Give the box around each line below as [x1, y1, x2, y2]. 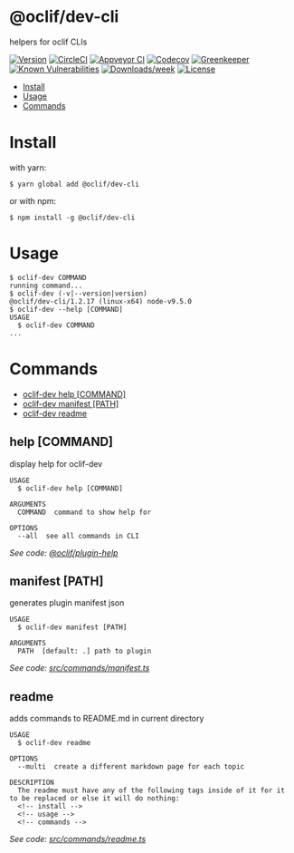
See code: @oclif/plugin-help [9, 547, 119, 558]
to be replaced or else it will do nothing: [9, 794, 180, 803]
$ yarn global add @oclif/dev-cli [9, 179, 140, 189]
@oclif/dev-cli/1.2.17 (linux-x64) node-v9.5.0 [9, 296, 193, 305]
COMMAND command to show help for [17, 508, 152, 517]
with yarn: [9, 161, 47, 173]
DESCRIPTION [9, 778, 54, 788]
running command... [9, 281, 83, 290]
